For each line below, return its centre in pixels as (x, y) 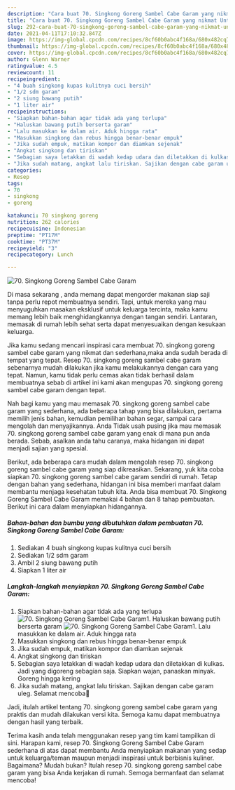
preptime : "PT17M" (34, 235)
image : (17, 40)
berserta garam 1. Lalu (114, 627)
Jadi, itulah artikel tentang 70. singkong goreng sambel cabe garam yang (112, 707)
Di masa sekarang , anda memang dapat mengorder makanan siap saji (108, 295)
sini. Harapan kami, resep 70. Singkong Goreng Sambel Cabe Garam (106, 743)
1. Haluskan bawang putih (183, 619)
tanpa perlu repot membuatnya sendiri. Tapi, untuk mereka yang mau (107, 302)
